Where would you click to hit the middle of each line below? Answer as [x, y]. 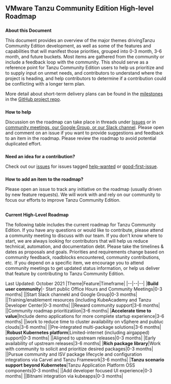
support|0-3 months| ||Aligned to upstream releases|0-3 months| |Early [81, 338]
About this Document [29, 31]
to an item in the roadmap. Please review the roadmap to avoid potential [81, 138]
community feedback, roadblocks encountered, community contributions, [83, 258]
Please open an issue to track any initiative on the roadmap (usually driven [83, 189]
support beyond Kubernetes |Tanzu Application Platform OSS [70, 365]
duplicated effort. [23, 144]
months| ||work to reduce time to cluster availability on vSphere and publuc [84, 322]
